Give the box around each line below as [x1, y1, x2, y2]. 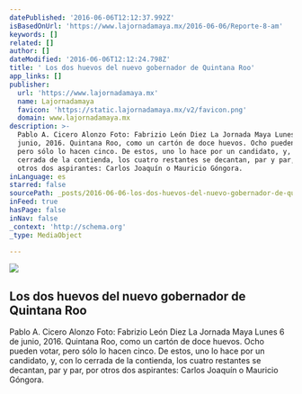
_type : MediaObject [9, 230, 83, 239]
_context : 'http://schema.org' [9, 222, 127, 231]
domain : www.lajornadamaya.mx [17, 113, 130, 122]
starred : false [9, 181, 67, 190]
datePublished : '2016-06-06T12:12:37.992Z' [9, 13, 175, 22]
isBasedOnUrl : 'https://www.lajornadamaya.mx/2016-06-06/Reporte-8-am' [9, 22, 283, 31]
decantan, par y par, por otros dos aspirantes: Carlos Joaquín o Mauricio [9, 365, 279, 376]
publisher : [9, 80, 50, 89]
